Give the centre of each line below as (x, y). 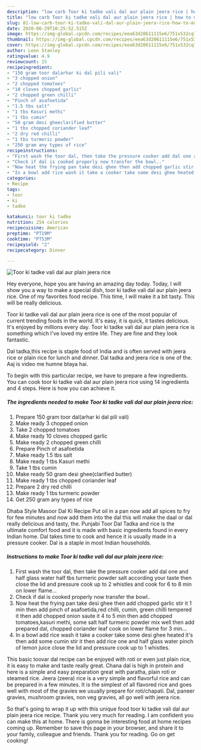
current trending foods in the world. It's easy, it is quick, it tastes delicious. (98, 321)
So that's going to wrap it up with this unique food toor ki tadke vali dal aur (98, 709)
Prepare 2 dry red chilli (44, 487)
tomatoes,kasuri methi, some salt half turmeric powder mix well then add (105, 622)
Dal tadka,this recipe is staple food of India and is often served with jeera (96, 351)
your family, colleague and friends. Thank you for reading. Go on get (91, 734)
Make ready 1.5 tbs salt (44, 455)
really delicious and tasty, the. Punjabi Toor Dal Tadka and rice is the (91, 524)
